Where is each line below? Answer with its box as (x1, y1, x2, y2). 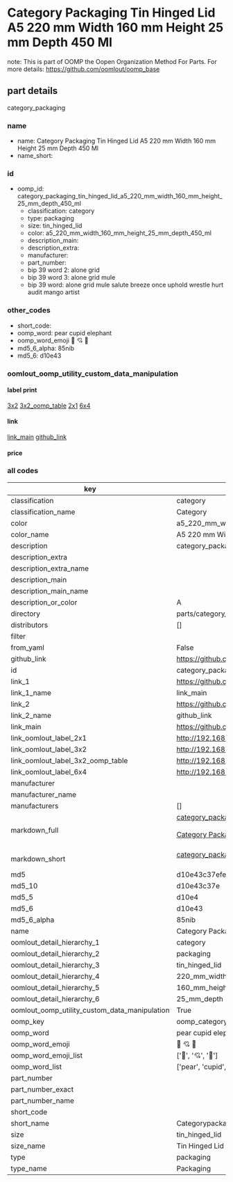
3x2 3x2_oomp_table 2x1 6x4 (7, 401, 91, 410)
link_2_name (10, 710, 52, 720)
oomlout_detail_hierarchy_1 (10, 937, 100, 947)
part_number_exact (10, 1084, 74, 1094)
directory (10, 609, 40, 618)
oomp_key (10, 1016, 45, 1026)
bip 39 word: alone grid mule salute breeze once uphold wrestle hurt (27, 280, 224, 289)
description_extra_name (10, 564, 89, 573)
